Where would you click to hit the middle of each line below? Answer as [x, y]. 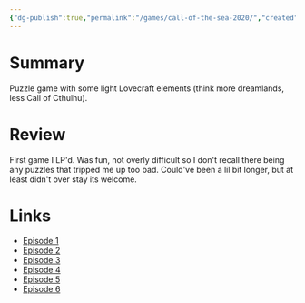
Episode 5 [41, 279]
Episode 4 [41, 270]
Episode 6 [41, 289]
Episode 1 [40, 241]
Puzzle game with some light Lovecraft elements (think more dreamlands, [147, 88]
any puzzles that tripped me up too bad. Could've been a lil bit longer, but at [152, 169]
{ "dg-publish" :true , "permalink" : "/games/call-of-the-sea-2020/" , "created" [154, 18]
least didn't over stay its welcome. [74, 179]
